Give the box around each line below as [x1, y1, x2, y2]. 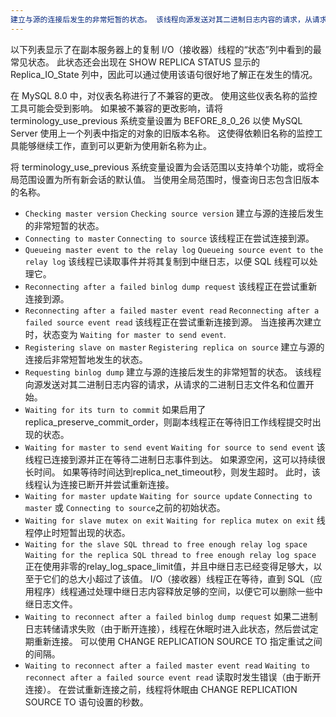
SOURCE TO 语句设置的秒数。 [24, 696, 149, 708]
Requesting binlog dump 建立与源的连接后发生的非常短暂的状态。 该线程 [24, 366, 322, 378]
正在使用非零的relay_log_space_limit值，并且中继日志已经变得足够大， [24, 560, 314, 572]
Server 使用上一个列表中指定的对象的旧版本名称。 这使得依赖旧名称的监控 [10, 127, 315, 139]
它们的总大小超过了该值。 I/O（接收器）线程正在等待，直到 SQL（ [42, 572, 314, 585]
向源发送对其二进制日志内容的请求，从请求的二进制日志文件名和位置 [24, 378, 306, 390]
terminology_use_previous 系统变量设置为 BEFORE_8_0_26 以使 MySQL [10, 114, 303, 126]
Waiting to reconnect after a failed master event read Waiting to [24, 661, 310, 671]
